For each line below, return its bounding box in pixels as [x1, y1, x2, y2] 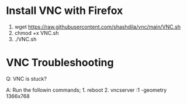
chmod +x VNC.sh [14, 29, 59, 36]
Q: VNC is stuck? [6, 75, 47, 82]
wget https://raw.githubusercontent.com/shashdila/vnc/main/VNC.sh [14, 23, 181, 30]
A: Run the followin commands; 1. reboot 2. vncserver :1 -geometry [6, 86, 167, 94]
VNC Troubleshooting [6, 56, 114, 69]
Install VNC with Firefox [6, 4, 123, 17]
